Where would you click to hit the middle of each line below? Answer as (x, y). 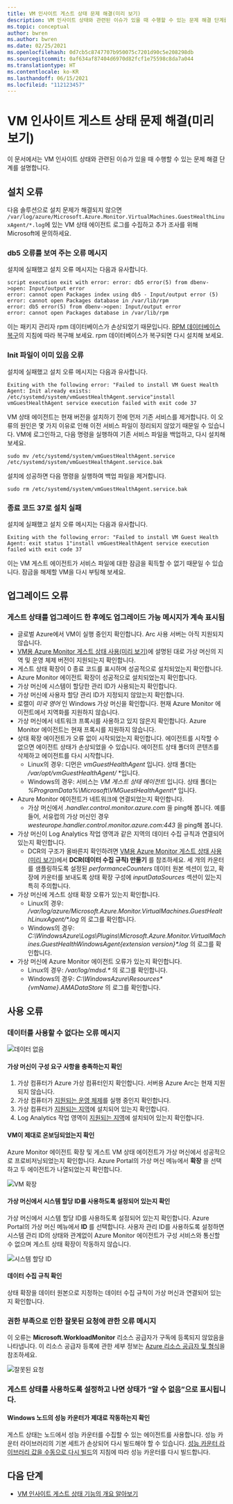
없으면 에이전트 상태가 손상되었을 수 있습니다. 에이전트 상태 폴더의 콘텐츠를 (118, 747)
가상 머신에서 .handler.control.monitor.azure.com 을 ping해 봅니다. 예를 (127, 807)
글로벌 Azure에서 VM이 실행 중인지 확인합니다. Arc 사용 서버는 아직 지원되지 (120, 634)
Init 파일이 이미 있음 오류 (46, 355)
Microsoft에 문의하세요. (39, 233)
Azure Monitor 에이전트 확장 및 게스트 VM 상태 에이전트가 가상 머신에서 (104, 1152)
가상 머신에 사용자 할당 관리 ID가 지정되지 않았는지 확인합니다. (101, 695)
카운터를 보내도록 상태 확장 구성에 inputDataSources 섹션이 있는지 (131, 877)
